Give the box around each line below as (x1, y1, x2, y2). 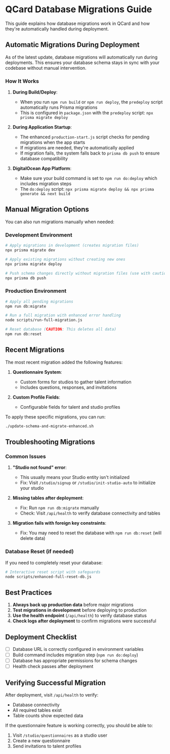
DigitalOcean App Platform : (12, 165, 72, 171)
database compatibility (20, 156, 68, 162)
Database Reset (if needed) (5, 548, 74, 555)
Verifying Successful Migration (5, 678, 106, 687)
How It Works (5, 77, 39, 84)
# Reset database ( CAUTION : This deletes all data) (5, 327, 116, 332)
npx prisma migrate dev (5, 248, 56, 253)
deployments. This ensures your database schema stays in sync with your (5, 59, 160, 66)
